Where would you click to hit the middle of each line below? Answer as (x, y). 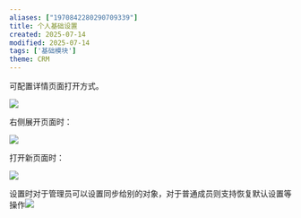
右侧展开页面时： (41, 122)
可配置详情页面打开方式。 (56, 86)
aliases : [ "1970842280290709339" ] (74, 17)
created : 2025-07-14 (48, 34)
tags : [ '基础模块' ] (43, 51)
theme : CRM (30, 59)
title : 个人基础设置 (43, 26)
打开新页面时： (37, 157)
